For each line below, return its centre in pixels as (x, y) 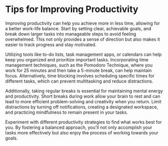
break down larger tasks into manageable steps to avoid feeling (71, 34)
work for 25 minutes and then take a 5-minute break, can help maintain (78, 70)
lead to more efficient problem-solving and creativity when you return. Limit (83, 101)
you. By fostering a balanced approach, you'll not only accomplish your (79, 127)
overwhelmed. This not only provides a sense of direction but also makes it (83, 39)
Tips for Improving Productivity (72, 9)
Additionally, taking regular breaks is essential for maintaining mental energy (84, 91)
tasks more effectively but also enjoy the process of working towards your (82, 132)
